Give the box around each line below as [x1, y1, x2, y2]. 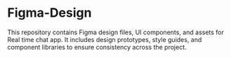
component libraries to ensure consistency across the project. [7, 43, 187, 51]
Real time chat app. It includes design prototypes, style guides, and [7, 35, 202, 43]
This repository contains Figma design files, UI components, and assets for [7, 28, 225, 36]
